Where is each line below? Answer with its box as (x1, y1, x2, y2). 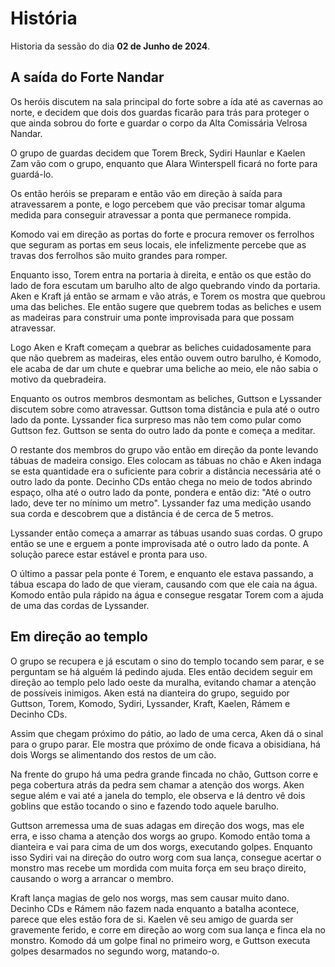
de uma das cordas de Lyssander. (10, 599, 150, 611)
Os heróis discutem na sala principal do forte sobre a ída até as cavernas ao (10, 95, 324, 107)
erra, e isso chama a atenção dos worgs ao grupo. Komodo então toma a (10, 830, 311, 842)
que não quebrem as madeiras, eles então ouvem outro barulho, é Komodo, (10, 352, 322, 364)
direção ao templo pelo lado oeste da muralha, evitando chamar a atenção (10, 676, 317, 688)
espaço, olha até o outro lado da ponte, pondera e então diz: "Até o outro (10, 486, 312, 498)
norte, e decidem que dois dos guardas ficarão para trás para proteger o (10, 106, 310, 118)
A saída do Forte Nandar (10, 69, 165, 86)
